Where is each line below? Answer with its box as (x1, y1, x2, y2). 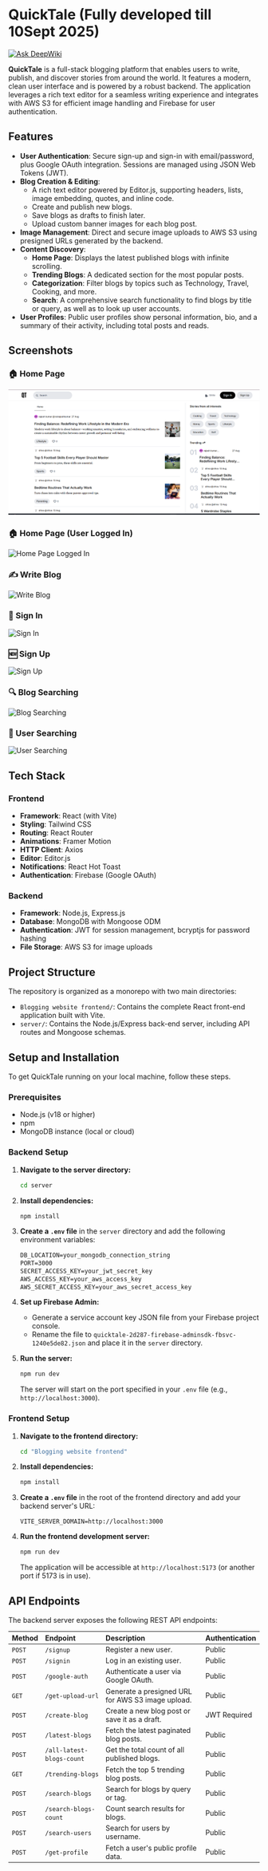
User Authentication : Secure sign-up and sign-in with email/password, (19, 151, 255, 160)
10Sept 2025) (8, 22, 100, 41)
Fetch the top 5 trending (105, 1765, 185, 1774)
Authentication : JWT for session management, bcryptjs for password (19, 926, 250, 935)
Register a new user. (105, 1644, 173, 1654)
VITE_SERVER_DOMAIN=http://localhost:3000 (19, 1518, 164, 1526)
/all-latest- (45, 1747, 89, 1755)
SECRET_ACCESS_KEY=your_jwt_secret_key (19, 1267, 153, 1276)
